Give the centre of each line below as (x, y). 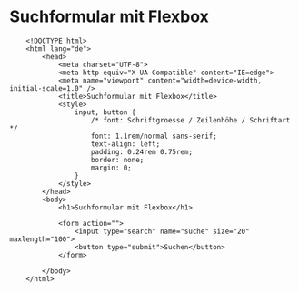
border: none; (117, 160)
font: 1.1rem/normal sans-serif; (154, 136)
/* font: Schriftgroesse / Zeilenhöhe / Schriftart (190, 120)
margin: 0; (111, 168)
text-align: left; (125, 144)
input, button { (105, 112)
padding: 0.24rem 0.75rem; (142, 151)
